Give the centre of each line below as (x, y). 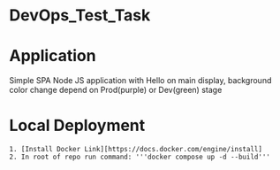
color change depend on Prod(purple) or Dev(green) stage (116, 90)
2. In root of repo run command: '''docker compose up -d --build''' (140, 157)
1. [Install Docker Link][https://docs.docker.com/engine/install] (136, 150)
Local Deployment (77, 126)
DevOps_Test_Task (80, 15)
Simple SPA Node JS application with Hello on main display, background (140, 81)
